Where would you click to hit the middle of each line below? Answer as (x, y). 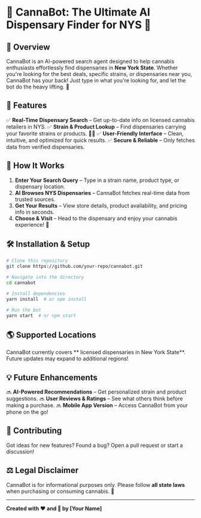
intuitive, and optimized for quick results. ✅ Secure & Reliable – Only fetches (100, 140)
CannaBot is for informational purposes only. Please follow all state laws (96, 485)
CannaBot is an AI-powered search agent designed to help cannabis (90, 61)
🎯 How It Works (35, 166)
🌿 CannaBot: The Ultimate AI (78, 12)
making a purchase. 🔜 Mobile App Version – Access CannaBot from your (97, 406)
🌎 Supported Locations (51, 335)
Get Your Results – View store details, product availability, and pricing (101, 205)
